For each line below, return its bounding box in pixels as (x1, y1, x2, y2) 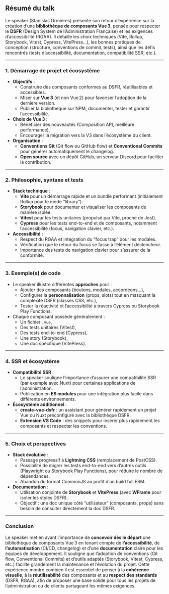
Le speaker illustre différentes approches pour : (12, 281, 112, 287)
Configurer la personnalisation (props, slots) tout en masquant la (20, 292, 156, 298)
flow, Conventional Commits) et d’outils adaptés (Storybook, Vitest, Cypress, (5, 556, 163, 562)
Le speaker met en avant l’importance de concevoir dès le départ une (5, 534, 151, 540)
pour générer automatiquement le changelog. (20, 149, 114, 155)
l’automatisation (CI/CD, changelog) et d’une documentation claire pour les (5, 545, 163, 551)
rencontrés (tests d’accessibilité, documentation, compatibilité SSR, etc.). (5, 50, 157, 56)
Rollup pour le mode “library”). (20, 199, 83, 205)
